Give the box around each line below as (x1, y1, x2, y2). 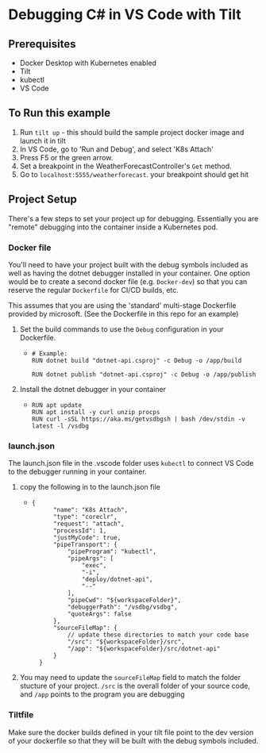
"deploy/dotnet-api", (81, 575, 153, 584)
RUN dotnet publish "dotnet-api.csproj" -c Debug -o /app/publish (31, 371, 256, 378)
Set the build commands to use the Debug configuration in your (19, 324, 224, 334)
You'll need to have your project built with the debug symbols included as (8, 259, 249, 269)
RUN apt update (31, 401, 82, 409)
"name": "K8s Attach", (52, 506, 129, 514)
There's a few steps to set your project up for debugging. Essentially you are (8, 213, 259, 223)
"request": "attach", (52, 520, 125, 528)
